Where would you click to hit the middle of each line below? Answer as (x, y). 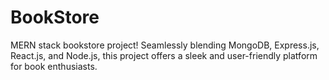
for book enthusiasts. (54, 66)
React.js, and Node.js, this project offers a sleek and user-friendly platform (164, 55)
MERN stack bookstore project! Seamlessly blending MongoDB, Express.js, (165, 45)
